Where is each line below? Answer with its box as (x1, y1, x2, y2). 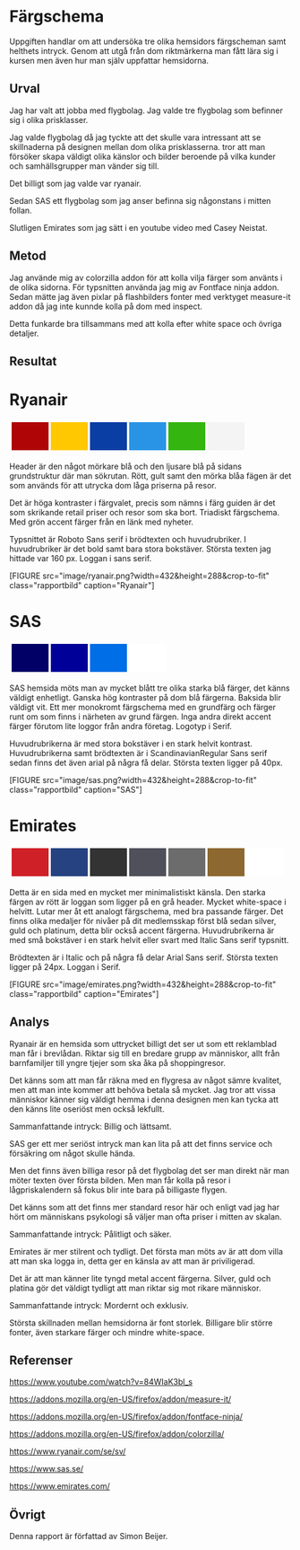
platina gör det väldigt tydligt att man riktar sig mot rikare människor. (9, 1282, 261, 1293)
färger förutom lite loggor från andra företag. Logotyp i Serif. (9, 720, 233, 731)
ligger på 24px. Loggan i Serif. (9, 961, 121, 972)
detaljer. (9, 328, 39, 339)
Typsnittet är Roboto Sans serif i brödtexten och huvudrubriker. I (9, 533, 246, 544)
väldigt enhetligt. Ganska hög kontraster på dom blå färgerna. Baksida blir (9, 691, 282, 702)
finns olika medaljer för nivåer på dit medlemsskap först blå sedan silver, (9, 915, 277, 926)
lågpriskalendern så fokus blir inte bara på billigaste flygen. (9, 1184, 227, 1195)
